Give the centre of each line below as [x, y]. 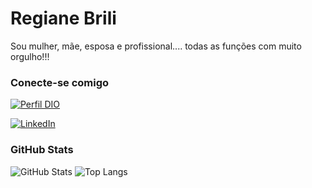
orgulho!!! [30, 56]
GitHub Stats [42, 150]
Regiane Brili [63, 18]
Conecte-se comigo [60, 82]
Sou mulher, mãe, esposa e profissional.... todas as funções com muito [156, 46]
